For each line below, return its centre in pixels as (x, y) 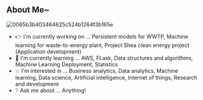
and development (37, 84)
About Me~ (28, 10)
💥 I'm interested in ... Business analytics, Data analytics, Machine (97, 70)
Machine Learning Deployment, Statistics (66, 64)
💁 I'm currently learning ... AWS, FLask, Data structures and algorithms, (104, 58)
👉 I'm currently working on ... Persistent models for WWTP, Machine (101, 36)
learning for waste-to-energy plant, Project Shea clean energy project (102, 45)
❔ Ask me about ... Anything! (50, 90)
